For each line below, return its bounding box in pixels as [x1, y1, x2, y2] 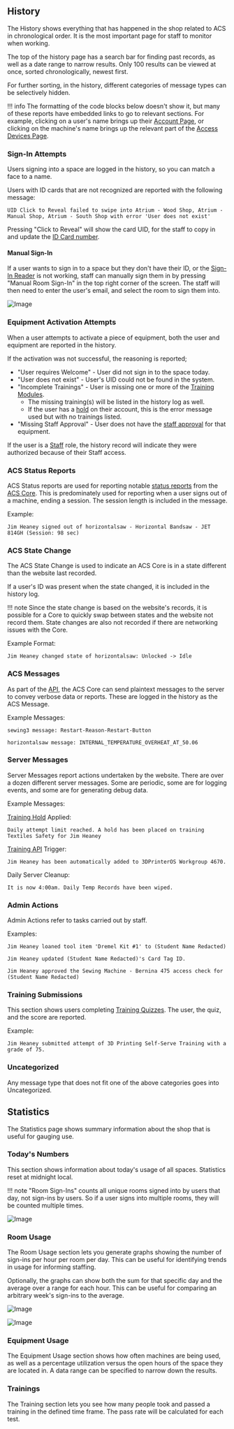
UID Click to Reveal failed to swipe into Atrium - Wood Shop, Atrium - [7, 207, 224, 214]
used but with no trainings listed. [27, 412, 122, 421]
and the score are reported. [7, 1013, 87, 1022]
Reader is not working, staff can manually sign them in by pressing [13, 272, 206, 280]
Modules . [17, 390, 45, 398]
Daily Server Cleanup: [7, 870, 71, 879]
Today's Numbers [7, 1149, 69, 1159]
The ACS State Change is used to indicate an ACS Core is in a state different [7, 562, 227, 570]
